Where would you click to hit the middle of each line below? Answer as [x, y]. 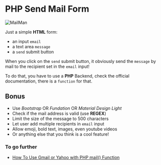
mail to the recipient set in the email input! [47, 66]
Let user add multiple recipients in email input [58, 124]
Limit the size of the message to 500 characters [60, 119]
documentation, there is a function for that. [49, 81]
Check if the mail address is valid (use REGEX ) [59, 113]
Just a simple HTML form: [31, 32]
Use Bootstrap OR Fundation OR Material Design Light [67, 108]
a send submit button [33, 52]
